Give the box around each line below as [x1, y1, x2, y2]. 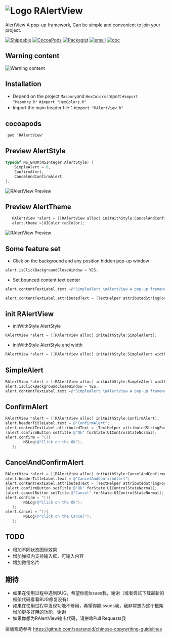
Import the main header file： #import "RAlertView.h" [12, 104, 124, 111]
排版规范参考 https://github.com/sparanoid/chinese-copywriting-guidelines [5, 626, 162, 632]
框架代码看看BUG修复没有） [12, 596, 71, 602]
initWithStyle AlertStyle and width [12, 342, 83, 348]
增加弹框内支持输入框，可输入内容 [12, 553, 84, 559]
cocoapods [5, 119, 41, 128]
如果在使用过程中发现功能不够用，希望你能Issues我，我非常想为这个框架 [12, 602, 164, 609]
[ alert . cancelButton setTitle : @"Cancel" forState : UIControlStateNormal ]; [5, 490, 164, 495]
